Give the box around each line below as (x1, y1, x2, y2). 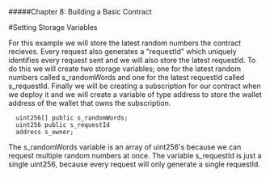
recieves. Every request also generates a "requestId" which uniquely (8, 47, 237, 56)
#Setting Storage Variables (8, 23, 98, 32)
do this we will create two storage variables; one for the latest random (8, 64, 241, 74)
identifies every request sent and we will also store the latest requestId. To (8, 56, 256, 65)
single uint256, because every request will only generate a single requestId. (8, 159, 261, 169)
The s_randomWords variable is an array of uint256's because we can (8, 142, 242, 152)
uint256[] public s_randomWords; (15, 114, 129, 122)
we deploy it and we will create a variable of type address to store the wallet (8, 90, 263, 99)
